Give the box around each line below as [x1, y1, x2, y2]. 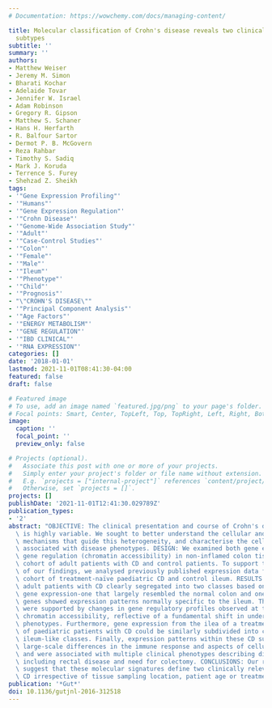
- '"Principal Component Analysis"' [8, 305, 132, 313]
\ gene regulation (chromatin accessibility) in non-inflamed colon [15, 552, 252, 561]
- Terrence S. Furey [8, 169, 79, 178]
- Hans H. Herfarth [8, 125, 74, 133]
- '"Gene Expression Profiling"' [8, 192, 121, 200]
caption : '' [15, 425, 57, 433]
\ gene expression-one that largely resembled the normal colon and [15, 590, 252, 598]
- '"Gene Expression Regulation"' [8, 207, 125, 215]
